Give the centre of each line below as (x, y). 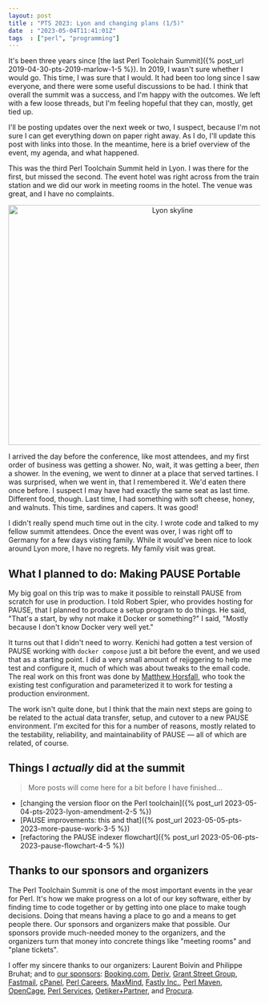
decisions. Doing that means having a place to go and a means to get (122, 915)
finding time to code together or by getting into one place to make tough (127, 907)
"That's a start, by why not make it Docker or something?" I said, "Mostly (128, 619)
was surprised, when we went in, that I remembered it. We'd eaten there (127, 482)
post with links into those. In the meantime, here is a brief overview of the (129, 144)
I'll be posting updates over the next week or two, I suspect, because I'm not (134, 127)
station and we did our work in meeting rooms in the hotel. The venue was (130, 186)
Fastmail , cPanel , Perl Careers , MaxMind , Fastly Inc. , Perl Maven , (115, 982)
